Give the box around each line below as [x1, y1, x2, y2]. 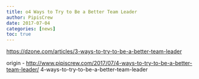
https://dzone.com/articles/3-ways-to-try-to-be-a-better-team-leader [6, 48, 183, 55]
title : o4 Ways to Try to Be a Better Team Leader [6, 8, 138, 15]
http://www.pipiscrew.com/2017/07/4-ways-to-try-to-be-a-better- [26, 60, 193, 67]
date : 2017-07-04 [6, 20, 51, 26]
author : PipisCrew [6, 14, 53, 21]
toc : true [6, 31, 32, 37]
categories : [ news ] [6, 25, 56, 32]
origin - [6, 60, 25, 67]
